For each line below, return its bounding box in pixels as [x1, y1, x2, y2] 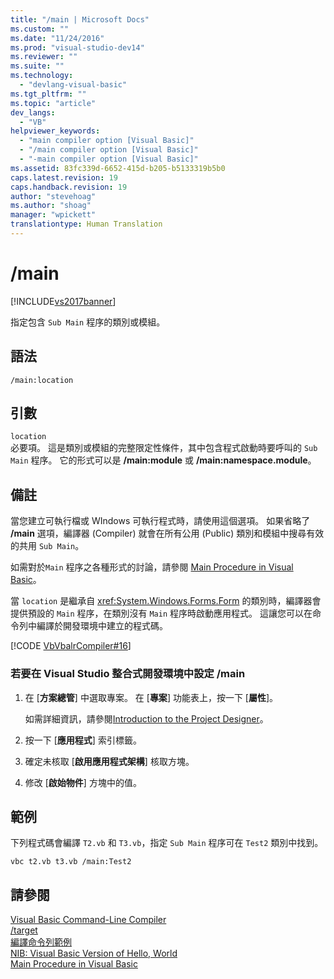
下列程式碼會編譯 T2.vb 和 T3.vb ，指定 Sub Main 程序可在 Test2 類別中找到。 [10, 837, 324, 849]
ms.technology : [10, 71, 74, 81]
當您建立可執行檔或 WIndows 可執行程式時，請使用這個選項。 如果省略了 [10, 515, 311, 527]
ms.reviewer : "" [10, 52, 78, 62]
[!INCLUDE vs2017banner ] [10, 295, 117, 307]
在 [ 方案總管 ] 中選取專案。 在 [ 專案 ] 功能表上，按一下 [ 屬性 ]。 [24, 691, 279, 703]
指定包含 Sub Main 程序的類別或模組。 [10, 316, 166, 328]
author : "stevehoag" [10, 191, 97, 201]
